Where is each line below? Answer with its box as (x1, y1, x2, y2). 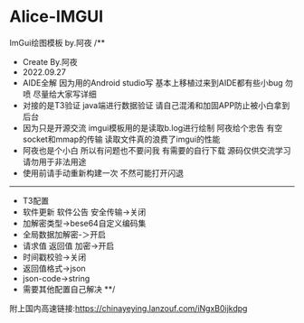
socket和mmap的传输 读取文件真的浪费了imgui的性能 (22, 134, 221, 144)
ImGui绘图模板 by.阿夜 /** (9, 37, 106, 48)
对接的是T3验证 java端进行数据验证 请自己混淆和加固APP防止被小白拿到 (22, 99, 290, 110)
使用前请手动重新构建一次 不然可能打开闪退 (22, 167, 184, 178)
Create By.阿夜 (22, 56, 79, 67)
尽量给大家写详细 (33, 88, 97, 99)
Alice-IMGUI (9, 6, 104, 27)
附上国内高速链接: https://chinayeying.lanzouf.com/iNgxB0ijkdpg (9, 302, 248, 313)
